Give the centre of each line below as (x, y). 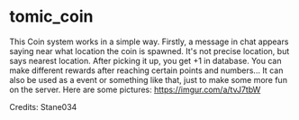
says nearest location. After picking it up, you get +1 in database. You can (145, 60)
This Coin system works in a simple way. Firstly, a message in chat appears (149, 42)
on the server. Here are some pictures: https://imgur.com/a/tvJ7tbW (135, 89)
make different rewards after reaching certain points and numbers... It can (146, 70)
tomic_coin (51, 17)
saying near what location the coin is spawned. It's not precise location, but (149, 51)
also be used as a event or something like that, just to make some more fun (149, 79)
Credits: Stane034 (43, 106)
